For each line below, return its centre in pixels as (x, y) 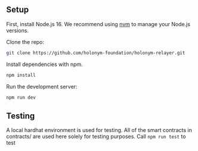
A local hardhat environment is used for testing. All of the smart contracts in (99, 130)
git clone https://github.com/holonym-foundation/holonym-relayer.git (96, 53)
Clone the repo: (25, 42)
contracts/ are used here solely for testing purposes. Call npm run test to (96, 137)
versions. (17, 30)
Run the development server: (42, 86)
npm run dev (21, 97)
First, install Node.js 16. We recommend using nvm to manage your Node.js (98, 24)
